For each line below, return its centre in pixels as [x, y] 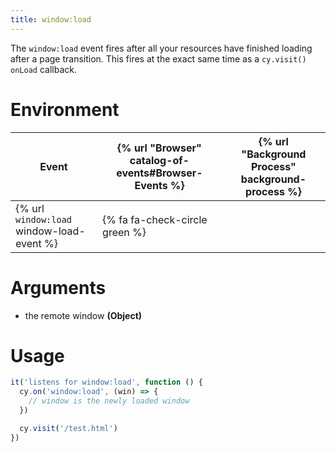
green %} [124, 232]
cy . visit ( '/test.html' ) [68, 428]
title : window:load [51, 19]
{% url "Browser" [159, 148]
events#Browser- [159, 173]
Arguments [58, 287]
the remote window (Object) [83, 315]
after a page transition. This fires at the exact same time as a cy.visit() [158, 58]
